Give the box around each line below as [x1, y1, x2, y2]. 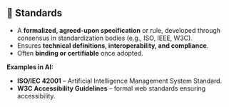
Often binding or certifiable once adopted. [16, 49, 143, 57]
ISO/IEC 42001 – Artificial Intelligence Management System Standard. [16, 76, 223, 85]
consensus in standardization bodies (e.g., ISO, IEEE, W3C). [16, 34, 193, 42]
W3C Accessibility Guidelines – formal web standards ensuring [16, 83, 206, 93]
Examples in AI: [6, 62, 54, 71]
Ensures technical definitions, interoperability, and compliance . [16, 41, 209, 50]
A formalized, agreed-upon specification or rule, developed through [16, 26, 221, 34]
